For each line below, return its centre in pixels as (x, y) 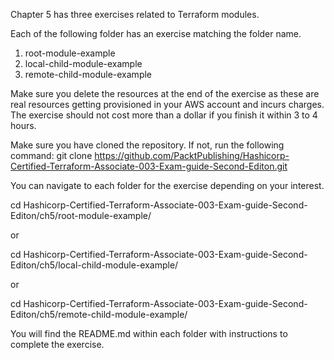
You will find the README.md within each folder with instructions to (149, 333)
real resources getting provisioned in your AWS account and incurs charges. (167, 104)
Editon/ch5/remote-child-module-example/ (99, 314)
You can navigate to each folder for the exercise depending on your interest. (167, 185)
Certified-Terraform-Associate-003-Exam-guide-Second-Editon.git (149, 166)
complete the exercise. (57, 344)
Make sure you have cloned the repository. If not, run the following (147, 145)
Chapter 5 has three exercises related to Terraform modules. (135, 14)
